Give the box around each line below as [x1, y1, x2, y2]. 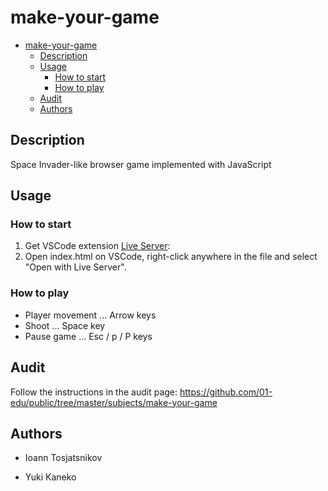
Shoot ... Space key [24, 319, 106, 331]
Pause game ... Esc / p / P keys [24, 330, 153, 342]
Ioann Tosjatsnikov [24, 452, 103, 464]
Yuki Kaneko [24, 471, 77, 483]
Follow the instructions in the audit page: [10, 386, 178, 398]
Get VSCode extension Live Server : [24, 240, 171, 252]
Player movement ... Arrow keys [24, 309, 157, 321]
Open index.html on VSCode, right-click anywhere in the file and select [24, 251, 318, 263]
